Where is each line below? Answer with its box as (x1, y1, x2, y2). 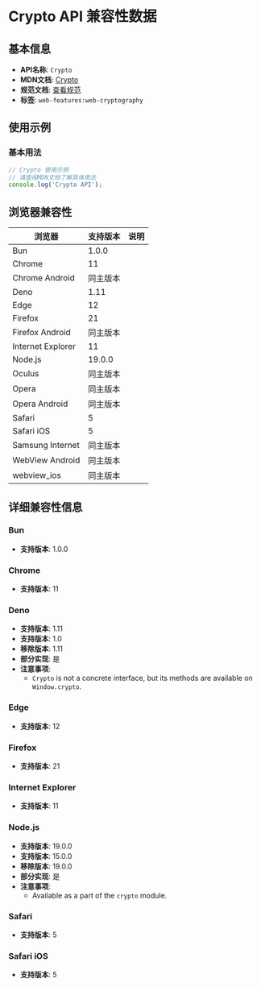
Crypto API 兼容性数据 (8, 7, 157, 26)
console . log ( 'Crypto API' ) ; (8, 180, 103, 189)
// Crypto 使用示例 (8, 166, 69, 174)
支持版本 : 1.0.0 (19, 544, 68, 554)
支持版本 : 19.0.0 (19, 841, 72, 851)
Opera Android (12, 398, 68, 409)
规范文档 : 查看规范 (19, 85, 81, 94)
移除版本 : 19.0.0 (19, 861, 72, 871)
